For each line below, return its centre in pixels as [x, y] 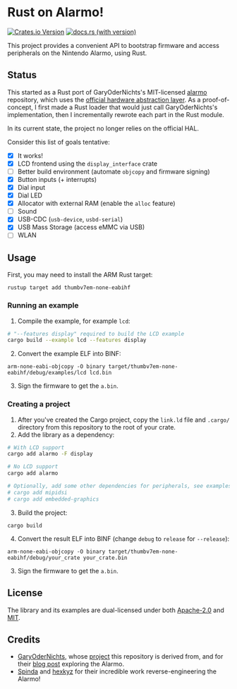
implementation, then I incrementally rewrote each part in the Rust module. [116, 114]
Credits [24, 639]
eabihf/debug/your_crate [44, 558]
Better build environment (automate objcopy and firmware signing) [114, 171]
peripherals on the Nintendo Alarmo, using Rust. [77, 53]
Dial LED [30, 195]
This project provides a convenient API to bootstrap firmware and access [114, 45]
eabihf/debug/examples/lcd [47, 373]
